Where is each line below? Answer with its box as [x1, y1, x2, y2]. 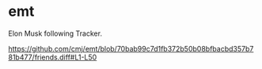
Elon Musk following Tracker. [8, 29, 103, 38]
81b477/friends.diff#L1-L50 [8, 52, 97, 62]
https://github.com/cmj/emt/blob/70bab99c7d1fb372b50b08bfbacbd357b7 [8, 44, 254, 53]
